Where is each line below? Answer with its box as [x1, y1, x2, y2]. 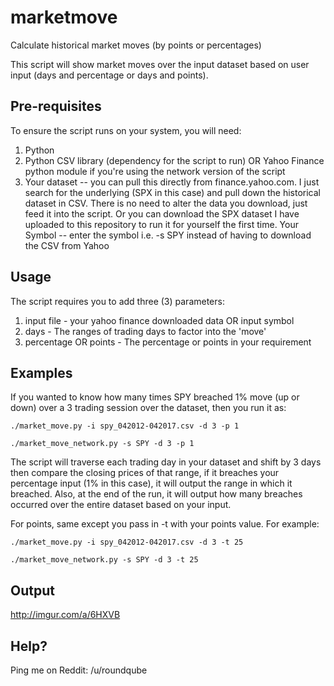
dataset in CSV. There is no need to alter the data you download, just [24, 197, 308, 209]
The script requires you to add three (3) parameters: [10, 295, 225, 307]
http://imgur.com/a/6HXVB [10, 609, 121, 621]
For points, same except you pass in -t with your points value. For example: [10, 518, 320, 530]
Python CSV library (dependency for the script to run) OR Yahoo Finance [24, 154, 325, 166]
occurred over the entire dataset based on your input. [10, 499, 232, 511]
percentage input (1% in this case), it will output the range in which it [10, 477, 293, 490]
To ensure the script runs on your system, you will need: [10, 124, 242, 136]
